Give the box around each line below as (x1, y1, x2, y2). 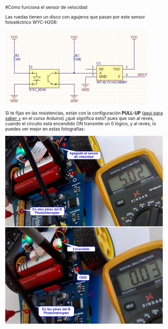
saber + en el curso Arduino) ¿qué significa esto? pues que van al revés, (5, 115, 154, 121)
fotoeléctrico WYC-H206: (5, 19, 58, 25)
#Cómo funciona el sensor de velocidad (5, 4, 87, 10)
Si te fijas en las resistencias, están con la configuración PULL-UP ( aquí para (5, 110, 163, 116)
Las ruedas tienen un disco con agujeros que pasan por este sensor (5, 14, 145, 19)
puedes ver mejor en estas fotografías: (5, 126, 85, 132)
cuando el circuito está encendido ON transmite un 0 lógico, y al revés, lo (5, 121, 156, 126)
